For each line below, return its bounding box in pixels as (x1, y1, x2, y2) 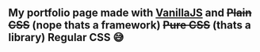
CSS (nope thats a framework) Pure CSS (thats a (8, 19, 251, 32)
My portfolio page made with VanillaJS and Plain (8, 6, 252, 20)
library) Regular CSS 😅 (8, 31, 124, 44)
